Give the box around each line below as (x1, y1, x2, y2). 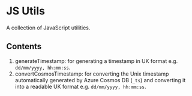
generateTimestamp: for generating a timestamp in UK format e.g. (14, 57, 178, 64)
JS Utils (6, 4, 45, 18)
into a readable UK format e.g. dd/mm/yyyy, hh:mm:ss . (14, 83, 146, 90)
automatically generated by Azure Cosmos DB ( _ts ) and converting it (14, 76, 186, 83)
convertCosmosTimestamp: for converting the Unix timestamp (14, 70, 169, 77)
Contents (6, 41, 42, 52)
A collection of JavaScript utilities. (6, 24, 91, 31)
